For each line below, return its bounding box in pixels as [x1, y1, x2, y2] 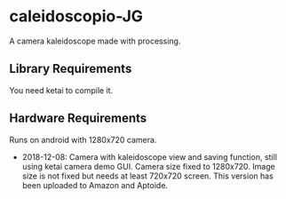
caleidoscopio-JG [9, 6, 144, 27]
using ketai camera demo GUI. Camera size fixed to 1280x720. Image [21, 161, 275, 171]
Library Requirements [9, 61, 132, 76]
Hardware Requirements [9, 111, 147, 126]
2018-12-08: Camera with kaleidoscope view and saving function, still [21, 151, 278, 162]
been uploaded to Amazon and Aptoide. [21, 179, 169, 190]
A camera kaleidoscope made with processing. [9, 36, 181, 46]
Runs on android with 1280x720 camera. [9, 134, 157, 145]
